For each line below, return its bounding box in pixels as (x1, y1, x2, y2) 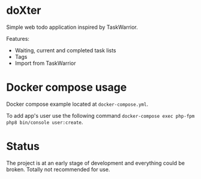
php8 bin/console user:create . (6, 118, 83, 126)
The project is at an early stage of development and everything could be (6, 159, 185, 166)
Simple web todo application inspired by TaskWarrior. (6, 23, 138, 31)
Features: (6, 35, 30, 42)
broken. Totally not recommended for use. (6, 166, 110, 173)
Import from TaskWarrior (14, 59, 76, 67)
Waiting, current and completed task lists (14, 46, 116, 54)
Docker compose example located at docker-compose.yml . (6, 100, 149, 108)
